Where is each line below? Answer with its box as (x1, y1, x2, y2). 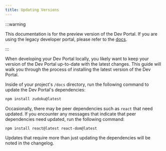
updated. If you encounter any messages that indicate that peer (5, 111, 136, 117)
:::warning (5, 21, 26, 27)
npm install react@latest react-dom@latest (5, 126, 97, 131)
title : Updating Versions (5, 7, 59, 13)
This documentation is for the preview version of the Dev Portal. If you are (5, 31, 157, 37)
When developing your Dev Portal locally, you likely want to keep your (5, 56, 149, 62)
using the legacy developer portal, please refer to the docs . (5, 36, 127, 42)
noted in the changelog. (5, 140, 54, 146)
